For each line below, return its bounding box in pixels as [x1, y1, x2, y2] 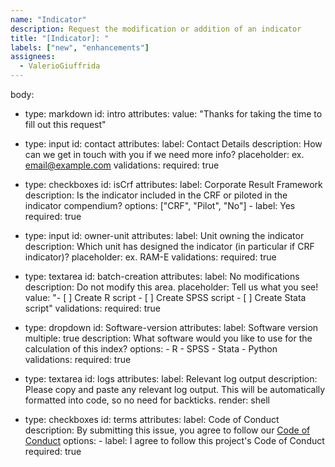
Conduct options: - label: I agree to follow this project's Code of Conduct [24, 435, 325, 446]
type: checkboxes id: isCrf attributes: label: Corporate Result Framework [24, 179, 323, 190]
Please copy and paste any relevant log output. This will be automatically [24, 384, 326, 395]
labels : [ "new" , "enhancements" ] [10, 42, 150, 53]
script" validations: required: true [24, 302, 161, 314]
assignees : [10, 52, 56, 62]
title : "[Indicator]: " [10, 33, 110, 43]
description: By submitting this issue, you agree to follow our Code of [24, 424, 311, 436]
